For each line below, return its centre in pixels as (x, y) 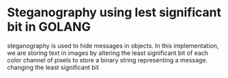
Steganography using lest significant (114, 13)
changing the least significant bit (53, 67)
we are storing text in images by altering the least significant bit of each (108, 53)
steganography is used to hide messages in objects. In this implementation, (113, 45)
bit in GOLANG (49, 27)
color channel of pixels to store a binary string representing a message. (108, 60)
